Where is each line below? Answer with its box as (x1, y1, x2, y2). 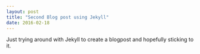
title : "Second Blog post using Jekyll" (6, 14, 110, 20)
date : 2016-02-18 (6, 20, 50, 26)
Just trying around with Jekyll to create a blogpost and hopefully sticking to (6, 36, 194, 43)
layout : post (6, 8, 39, 15)
